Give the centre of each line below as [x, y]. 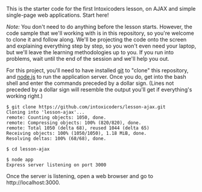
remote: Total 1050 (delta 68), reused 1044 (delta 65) [78, 128]
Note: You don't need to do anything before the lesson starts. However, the [99, 27]
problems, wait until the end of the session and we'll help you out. [88, 59]
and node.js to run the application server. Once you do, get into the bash [96, 77]
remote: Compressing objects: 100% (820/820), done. [74, 123]
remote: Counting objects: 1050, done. [56, 117]
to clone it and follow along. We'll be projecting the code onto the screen [96, 39]
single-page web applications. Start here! [58, 15]
